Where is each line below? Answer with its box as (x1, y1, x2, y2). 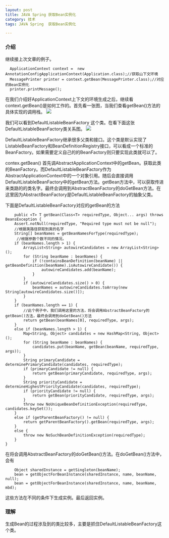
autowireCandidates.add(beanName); (41, 267, 116, 272)
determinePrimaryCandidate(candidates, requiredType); (5, 362, 123, 367)
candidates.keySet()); (5, 406, 53, 411)
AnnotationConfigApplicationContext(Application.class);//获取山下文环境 (5, 71, 158, 76)
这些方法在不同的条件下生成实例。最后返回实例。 (5, 495, 107, 501)
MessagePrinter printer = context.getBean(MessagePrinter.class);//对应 (10, 77, 164, 82)
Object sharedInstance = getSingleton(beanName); (14, 467, 121, 472)
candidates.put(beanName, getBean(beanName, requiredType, (32, 344, 159, 349)
